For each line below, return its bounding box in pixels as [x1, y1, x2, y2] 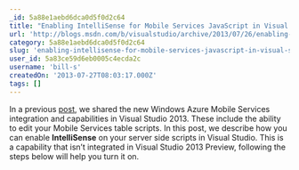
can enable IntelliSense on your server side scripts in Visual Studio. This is [9, 132, 284, 142]
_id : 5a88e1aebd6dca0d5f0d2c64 [9, 12, 125, 22]
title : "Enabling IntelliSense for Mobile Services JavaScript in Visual [9, 21, 289, 30]
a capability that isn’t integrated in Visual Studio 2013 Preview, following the [9, 142, 287, 152]
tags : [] [9, 79, 42, 88]
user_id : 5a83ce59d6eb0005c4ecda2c [9, 54, 141, 63]
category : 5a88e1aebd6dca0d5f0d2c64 [9, 37, 145, 47]
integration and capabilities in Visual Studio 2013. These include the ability [9, 113, 282, 124]
